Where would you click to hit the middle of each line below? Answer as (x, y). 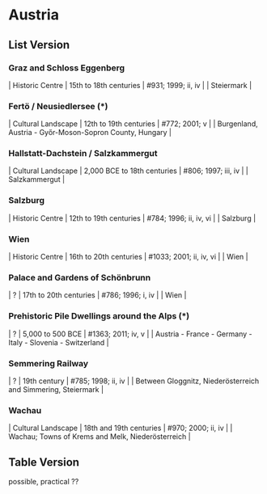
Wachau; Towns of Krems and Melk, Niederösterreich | (100, 437)
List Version (39, 45)
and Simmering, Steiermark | (56, 389)
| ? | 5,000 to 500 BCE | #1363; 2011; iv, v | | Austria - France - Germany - (130, 334)
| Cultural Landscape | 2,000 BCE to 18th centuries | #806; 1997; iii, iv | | (128, 171)
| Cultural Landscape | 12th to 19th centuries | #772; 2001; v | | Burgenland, (133, 124)
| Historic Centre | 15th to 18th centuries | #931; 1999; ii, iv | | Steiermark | (130, 85)
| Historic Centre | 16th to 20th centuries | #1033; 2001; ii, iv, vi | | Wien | (128, 257)
